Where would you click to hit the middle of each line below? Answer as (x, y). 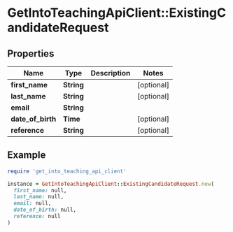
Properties (31, 53)
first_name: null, (41, 190)
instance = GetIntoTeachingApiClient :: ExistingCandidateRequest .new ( (111, 184)
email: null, (33, 203)
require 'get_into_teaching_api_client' (67, 171)
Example (27, 155)
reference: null (37, 217)
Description (111, 73)
